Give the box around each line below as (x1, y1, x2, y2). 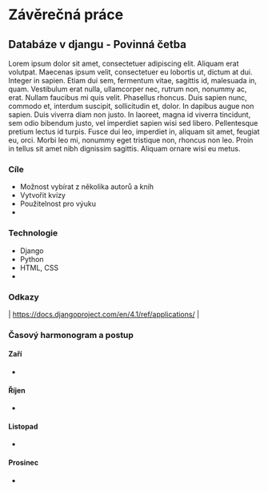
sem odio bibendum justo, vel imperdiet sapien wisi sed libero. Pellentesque (8, 119, 258, 127)
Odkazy (8, 291, 40, 302)
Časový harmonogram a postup (8, 329, 134, 340)
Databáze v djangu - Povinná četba (8, 38, 186, 51)
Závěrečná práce (8, 6, 124, 24)
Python (19, 254, 44, 264)
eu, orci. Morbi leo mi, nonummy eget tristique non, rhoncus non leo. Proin (8, 135, 254, 145)
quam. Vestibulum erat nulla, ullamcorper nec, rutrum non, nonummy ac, (8, 84, 247, 94)
